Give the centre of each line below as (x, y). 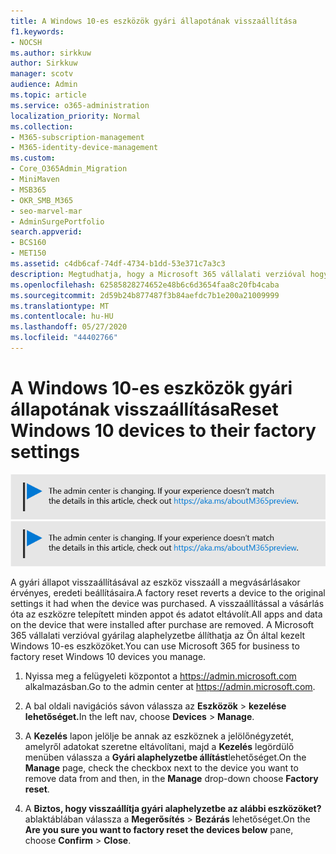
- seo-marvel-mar (46, 211)
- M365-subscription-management (77, 137)
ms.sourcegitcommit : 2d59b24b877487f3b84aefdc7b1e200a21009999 (145, 295)
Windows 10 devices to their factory (163, 431)
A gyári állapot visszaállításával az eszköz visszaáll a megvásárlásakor (155, 582)
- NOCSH (26, 42)
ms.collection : (42, 126)
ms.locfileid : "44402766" (64, 338)
